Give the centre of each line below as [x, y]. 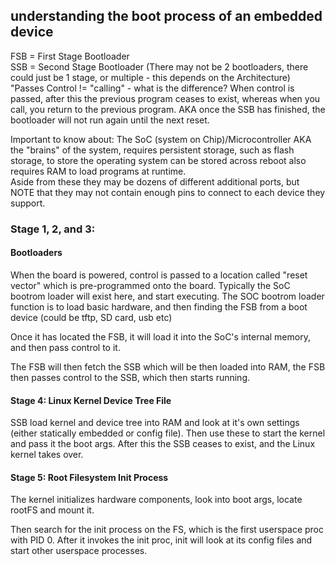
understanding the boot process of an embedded [166, 16]
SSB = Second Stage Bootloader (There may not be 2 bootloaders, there [159, 66]
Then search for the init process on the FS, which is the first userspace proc [167, 530]
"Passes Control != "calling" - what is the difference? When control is [152, 88]
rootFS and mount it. [52, 510]
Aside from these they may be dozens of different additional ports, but [155, 181]
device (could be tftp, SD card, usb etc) [91, 317]
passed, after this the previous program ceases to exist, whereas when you [165, 98]
